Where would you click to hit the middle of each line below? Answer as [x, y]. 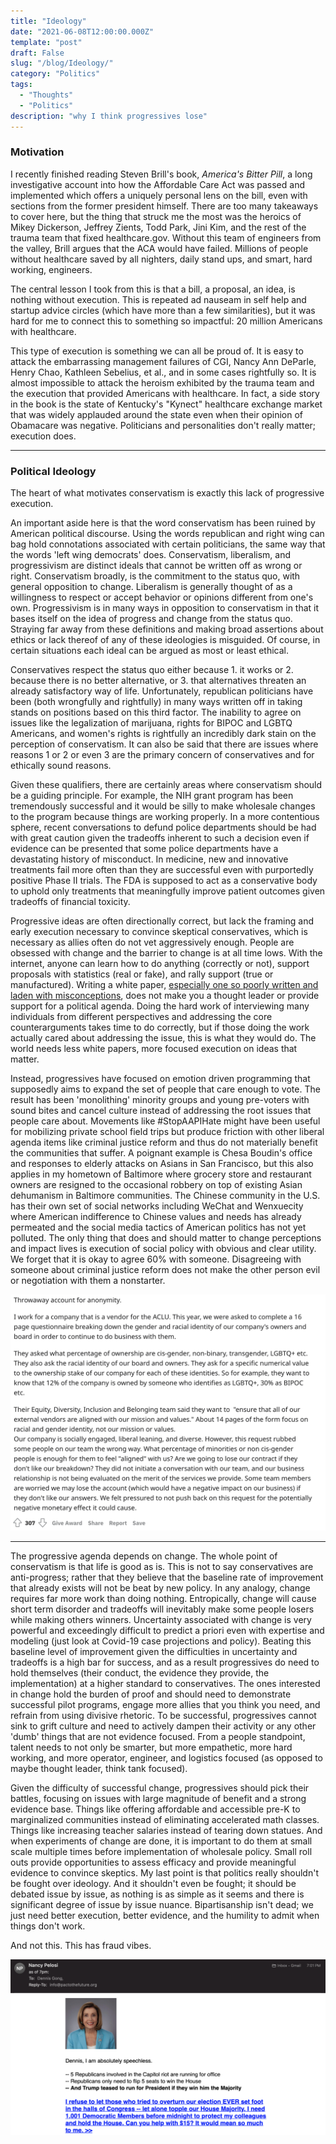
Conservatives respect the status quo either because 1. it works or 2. [152, 670]
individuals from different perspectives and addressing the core [141, 1017]
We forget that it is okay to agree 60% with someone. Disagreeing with [156, 1259]
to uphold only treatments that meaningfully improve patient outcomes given [168, 891]
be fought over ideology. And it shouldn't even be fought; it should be [153, 1884]
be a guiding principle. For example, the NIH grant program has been [152, 796]
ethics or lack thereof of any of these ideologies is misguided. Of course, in [165, 640]
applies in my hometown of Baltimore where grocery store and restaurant [161, 1174]
